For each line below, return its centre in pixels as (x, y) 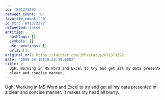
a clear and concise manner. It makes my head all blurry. (62, 92)
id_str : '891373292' (26, 23)
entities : (15, 32)
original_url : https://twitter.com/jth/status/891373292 (65, 55)
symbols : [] (22, 41)
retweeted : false (23, 28)
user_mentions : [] (28, 46)
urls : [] (18, 50)
